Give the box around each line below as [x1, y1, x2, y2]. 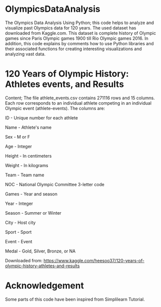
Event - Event [5, 238, 33, 244]
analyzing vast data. [5, 51, 46, 57]
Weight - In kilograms [5, 162, 48, 168]
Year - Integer [5, 200, 33, 206]
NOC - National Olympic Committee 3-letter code [5, 181, 105, 187]
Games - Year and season [5, 191, 58, 197]
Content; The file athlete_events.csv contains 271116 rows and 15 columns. [5, 95, 155, 101]
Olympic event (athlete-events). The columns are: [5, 105, 105, 111]
